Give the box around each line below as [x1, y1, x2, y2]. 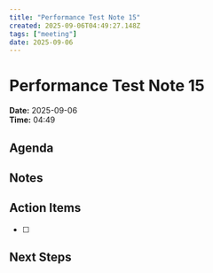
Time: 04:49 [9, 114, 56, 125]
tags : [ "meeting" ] [9, 29, 77, 38]
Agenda [9, 140, 54, 155]
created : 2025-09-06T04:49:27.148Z [9, 21, 141, 30]
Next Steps [9, 250, 72, 265]
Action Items [9, 200, 82, 215]
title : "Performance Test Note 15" [9, 12, 141, 22]
